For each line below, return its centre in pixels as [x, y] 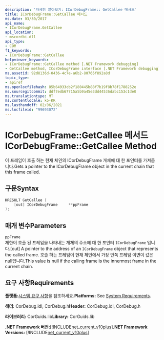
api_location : [20, 32]
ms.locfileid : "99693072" [31, 110]
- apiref [14, 82]
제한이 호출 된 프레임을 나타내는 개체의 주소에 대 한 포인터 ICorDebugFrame [76, 243]
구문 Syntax [22, 189]
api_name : [15, 23]
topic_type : [17, 78]
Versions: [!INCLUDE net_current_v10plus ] [47, 332]
